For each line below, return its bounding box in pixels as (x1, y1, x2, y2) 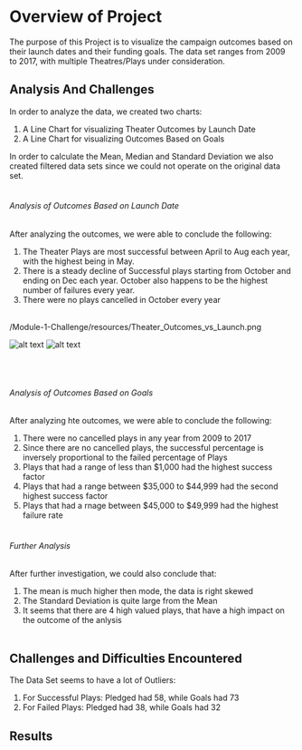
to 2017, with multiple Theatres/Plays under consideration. (9, 55, 226, 66)
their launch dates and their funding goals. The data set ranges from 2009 (9, 45, 287, 56)
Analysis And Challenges (9, 82, 155, 97)
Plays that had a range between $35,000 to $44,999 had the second (22, 481, 278, 492)
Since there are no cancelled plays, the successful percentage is (22, 443, 264, 453)
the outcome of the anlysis (22, 615, 122, 626)
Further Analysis (9, 540, 71, 550)
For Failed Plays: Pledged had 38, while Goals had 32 (22, 702, 222, 713)
